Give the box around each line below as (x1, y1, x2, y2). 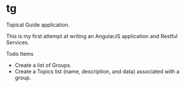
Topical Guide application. (6, 21, 70, 28)
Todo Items (6, 50, 34, 57)
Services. (6, 39, 30, 46)
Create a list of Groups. (14, 61, 72, 69)
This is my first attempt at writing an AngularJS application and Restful (6, 32, 178, 39)
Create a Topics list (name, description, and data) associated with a (14, 68, 180, 75)
